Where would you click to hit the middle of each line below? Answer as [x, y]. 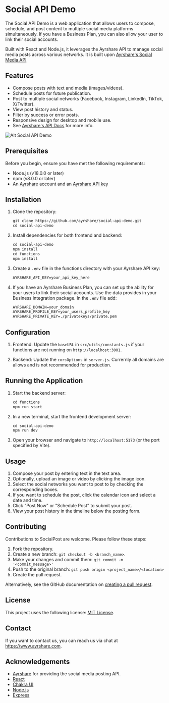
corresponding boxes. [35, 490]
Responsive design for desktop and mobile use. [62, 120]
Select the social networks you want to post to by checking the [78, 484]
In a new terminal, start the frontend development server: [72, 416]
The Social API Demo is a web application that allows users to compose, [80, 23]
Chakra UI [23, 684]
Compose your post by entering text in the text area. [67, 473]
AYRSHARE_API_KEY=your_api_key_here [51, 278]
